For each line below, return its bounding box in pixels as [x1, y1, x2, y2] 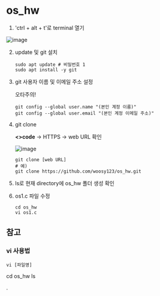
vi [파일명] [6, 262, 32, 268]
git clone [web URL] [14, 156, 67, 162]
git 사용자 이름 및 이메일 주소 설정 [14, 78, 93, 85]
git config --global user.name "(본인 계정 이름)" [14, 104, 137, 110]
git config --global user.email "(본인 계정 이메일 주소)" [14, 110, 155, 116]
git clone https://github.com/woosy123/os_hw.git [14, 168, 142, 174]
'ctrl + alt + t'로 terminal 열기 [14, 24, 85, 31]
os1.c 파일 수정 [14, 192, 50, 200]
